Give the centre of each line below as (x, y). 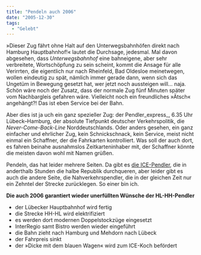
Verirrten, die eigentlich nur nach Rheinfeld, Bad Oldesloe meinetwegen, (95, 71)
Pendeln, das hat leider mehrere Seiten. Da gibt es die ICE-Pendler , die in (97, 165)
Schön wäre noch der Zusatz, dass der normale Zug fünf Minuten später (96, 90)
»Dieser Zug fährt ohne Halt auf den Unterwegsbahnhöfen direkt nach (93, 46)
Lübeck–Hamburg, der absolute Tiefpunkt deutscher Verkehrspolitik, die (95, 121)
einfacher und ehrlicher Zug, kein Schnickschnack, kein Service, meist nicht (100, 134)
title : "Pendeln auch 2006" (41, 12)
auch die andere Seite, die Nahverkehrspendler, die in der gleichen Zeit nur (99, 177)
